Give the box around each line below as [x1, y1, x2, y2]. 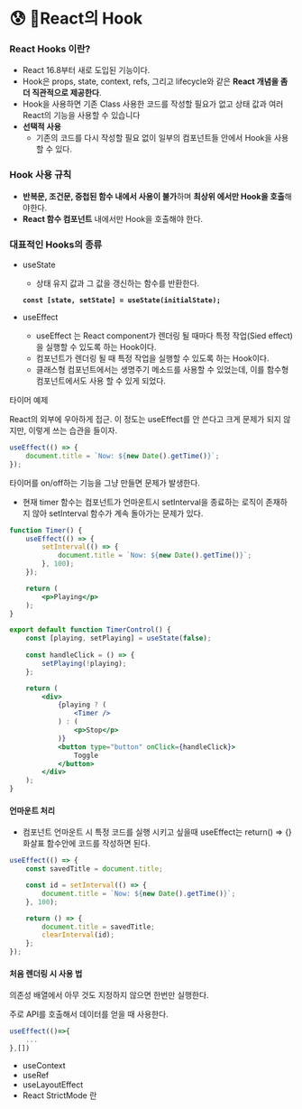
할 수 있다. [35, 143, 73, 154]
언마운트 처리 [9, 805, 56, 816]
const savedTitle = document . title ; [25, 864, 164, 873]
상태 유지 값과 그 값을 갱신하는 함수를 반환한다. [35, 278, 200, 289]
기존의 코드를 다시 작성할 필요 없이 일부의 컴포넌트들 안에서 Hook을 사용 [35, 133, 289, 143]
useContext [22, 1059, 66, 1070]
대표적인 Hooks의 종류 [9, 238, 103, 251]
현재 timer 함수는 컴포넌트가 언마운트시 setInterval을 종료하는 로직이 [22, 496, 264, 507]
